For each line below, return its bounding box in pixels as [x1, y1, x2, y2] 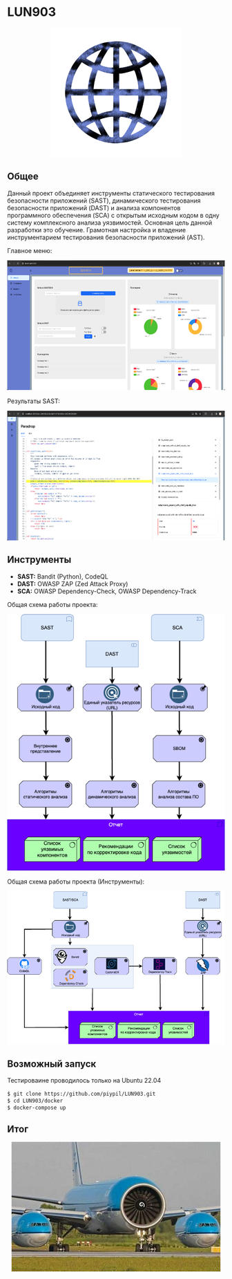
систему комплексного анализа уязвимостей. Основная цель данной [7, 218, 213, 227]
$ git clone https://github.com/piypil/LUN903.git [7, 1090, 156, 1098]
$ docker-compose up [7, 1104, 67, 1112]
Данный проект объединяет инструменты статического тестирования [7, 189, 215, 197]
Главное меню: [7, 246, 52, 254]
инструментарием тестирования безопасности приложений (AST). [7, 233, 205, 241]
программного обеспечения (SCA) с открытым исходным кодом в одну [7, 211, 220, 219]
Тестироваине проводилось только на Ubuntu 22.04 [7, 1076, 162, 1085]
